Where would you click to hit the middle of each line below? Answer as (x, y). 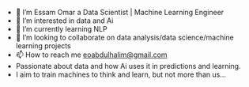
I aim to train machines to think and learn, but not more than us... (121, 74)
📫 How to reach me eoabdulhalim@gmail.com (91, 55)
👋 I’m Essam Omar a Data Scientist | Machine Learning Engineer (120, 12)
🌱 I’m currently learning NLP (62, 29)
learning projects (43, 46)
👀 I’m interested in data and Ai (64, 21)
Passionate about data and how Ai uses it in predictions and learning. (128, 66)
